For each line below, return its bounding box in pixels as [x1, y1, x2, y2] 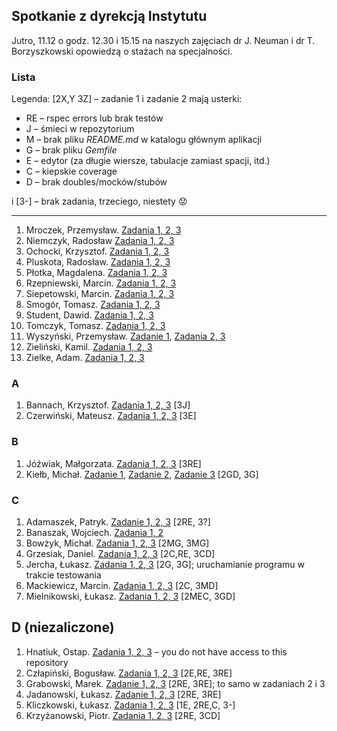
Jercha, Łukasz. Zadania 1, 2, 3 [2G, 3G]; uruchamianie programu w [25, 559, 305, 570]
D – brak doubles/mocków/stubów [25, 176, 168, 188]
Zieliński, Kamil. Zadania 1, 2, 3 [25, 341, 153, 353]
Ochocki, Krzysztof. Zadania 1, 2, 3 [25, 245, 170, 258]
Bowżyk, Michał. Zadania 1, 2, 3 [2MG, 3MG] [25, 537, 210, 549]
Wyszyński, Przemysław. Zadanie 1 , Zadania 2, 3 [25, 330, 226, 343]
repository [25, 656, 69, 668]
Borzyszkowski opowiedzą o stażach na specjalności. [11, 45, 233, 57]
